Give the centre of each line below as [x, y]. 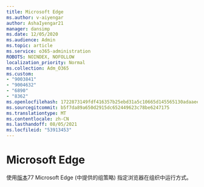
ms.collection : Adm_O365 [38, 68]
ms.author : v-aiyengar [35, 18]
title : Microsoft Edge [35, 12]
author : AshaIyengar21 [35, 23]
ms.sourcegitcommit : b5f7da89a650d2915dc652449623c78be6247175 [88, 107]
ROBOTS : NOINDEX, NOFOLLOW [40, 57]
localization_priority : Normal [46, 62]
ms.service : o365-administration [49, 51]
